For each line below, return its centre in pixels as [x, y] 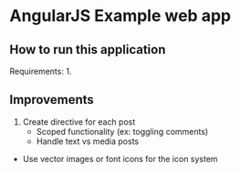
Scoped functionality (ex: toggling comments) [122, 131]
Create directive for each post [79, 122]
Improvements [52, 100]
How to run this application [88, 50]
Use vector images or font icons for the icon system [120, 158]
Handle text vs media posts [88, 141]
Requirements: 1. [41, 71]
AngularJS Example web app [120, 16]
